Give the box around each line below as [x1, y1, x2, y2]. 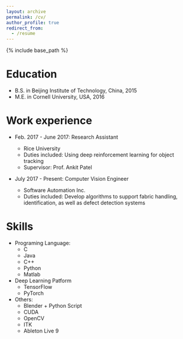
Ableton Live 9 [23, 327, 59, 334]
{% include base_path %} [6, 47, 68, 54]
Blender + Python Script [23, 302, 83, 309]
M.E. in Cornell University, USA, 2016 [14, 93, 105, 100]
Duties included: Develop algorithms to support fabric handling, [23, 193, 178, 200]
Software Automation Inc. [23, 187, 86, 194]
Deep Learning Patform [14, 277, 72, 284]
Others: [14, 296, 34, 303]
